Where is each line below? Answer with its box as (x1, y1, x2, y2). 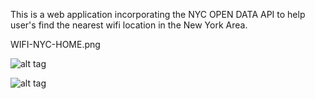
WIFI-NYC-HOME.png (10, 39, 101, 50)
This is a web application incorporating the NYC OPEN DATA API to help (10, 9, 306, 20)
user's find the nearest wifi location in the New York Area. (10, 19, 248, 31)
